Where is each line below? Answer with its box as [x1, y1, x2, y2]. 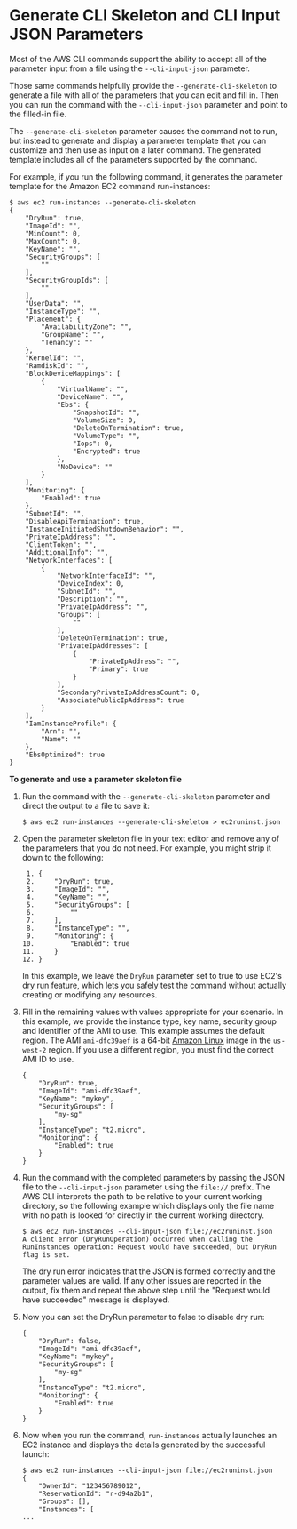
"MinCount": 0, [25, 228, 82, 238]
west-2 [21, 1045, 47, 1054]
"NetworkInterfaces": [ [25, 556, 113, 564]
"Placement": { [25, 315, 82, 324]
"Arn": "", [41, 726, 82, 736]
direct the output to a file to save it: [21, 800, 151, 811]
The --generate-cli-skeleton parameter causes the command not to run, [9, 125, 277, 136]
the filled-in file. [9, 108, 67, 119]
